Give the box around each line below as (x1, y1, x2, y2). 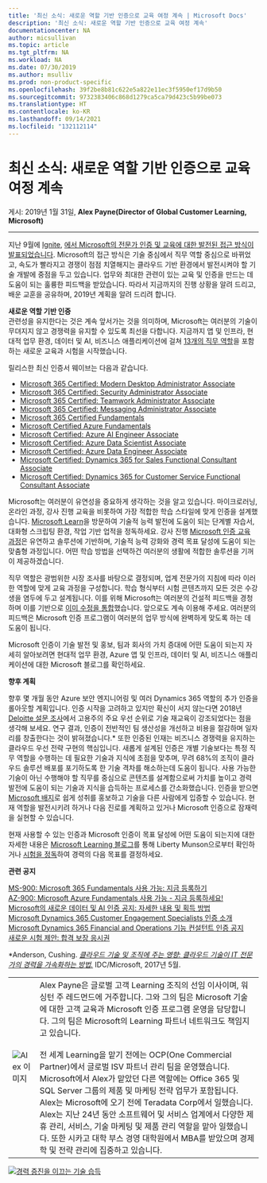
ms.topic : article (8, 41, 69, 49)
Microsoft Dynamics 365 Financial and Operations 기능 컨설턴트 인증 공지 (8, 923, 244, 933)
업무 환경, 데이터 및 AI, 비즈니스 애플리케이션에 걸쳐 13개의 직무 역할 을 (22, 336, 240, 346)
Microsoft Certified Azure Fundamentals (19, 421, 151, 430)
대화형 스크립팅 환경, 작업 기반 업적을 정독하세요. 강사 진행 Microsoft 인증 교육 (8, 526, 251, 536)
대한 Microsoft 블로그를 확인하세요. (35, 659, 145, 669)
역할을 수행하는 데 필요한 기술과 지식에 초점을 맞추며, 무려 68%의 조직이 (16, 753, 240, 762)
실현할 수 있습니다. (16, 813, 74, 822)
